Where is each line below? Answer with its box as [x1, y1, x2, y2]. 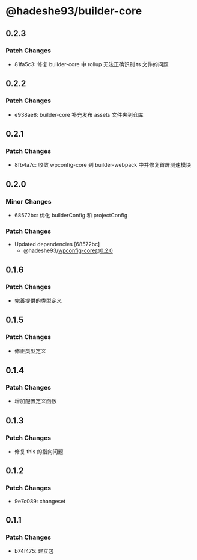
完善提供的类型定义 [14, 297, 62, 304]
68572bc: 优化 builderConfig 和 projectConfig [14, 211, 128, 219]
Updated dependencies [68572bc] [14, 241, 100, 248]
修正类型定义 [14, 347, 46, 355]
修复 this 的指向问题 [14, 447, 64, 455]
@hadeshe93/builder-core [5, 4, 142, 18]
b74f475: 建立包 [14, 547, 54, 555]
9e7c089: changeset [14, 497, 66, 505]
